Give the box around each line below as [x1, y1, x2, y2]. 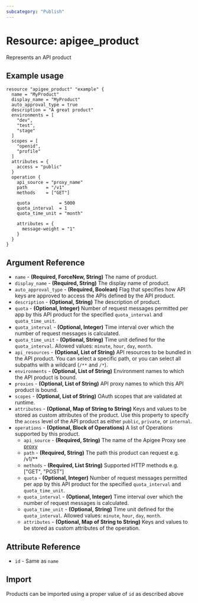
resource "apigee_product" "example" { [6, 86, 105, 92]
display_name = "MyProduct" [11, 97, 81, 103]
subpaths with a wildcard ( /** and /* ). [14, 361, 108, 368]
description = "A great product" [11, 107, 94, 113]
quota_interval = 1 [17, 205, 67, 212]
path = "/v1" [17, 184, 65, 191]
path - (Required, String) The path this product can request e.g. [23, 449, 180, 456]
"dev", [17, 118, 33, 124]
